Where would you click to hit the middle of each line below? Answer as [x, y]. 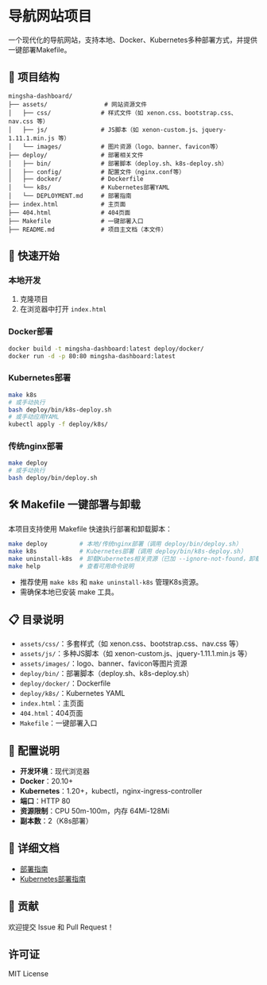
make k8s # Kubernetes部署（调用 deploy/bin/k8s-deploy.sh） [128, 551]
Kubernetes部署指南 [52, 879]
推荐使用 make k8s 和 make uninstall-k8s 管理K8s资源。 [111, 582]
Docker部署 [31, 332]
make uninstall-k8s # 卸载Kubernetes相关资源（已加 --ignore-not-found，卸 [132, 558]
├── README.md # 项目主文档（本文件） [88, 230]
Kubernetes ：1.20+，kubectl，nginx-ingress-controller [111, 791]
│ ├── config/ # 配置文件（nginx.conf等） [97, 172]
